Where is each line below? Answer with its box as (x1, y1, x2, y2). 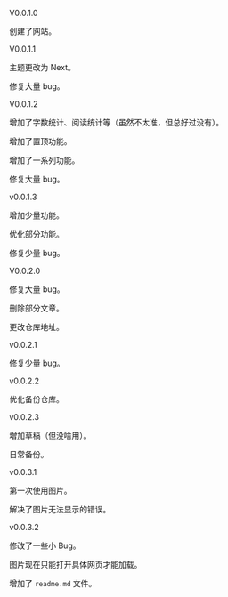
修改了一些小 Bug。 (9, 540, 81, 551)
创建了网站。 (9, 26, 56, 36)
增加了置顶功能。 (9, 136, 72, 146)
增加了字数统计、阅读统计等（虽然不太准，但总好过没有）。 (9, 117, 224, 127)
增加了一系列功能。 (9, 155, 80, 165)
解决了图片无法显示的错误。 (9, 504, 111, 514)
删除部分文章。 (9, 303, 64, 313)
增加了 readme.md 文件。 (9, 578, 97, 588)
